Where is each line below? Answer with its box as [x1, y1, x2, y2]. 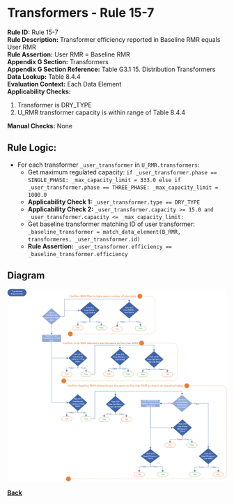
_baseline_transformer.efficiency [27, 250, 128, 257]
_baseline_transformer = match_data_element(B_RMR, [27, 228, 181, 235]
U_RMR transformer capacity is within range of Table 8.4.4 [17, 108, 186, 117]
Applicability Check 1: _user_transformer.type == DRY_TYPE [27, 197, 201, 206]
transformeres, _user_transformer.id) [27, 236, 141, 243]
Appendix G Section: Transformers [7, 57, 109, 66]
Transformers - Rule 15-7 [7, 5, 155, 21]
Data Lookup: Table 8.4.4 [7, 72, 81, 81]
